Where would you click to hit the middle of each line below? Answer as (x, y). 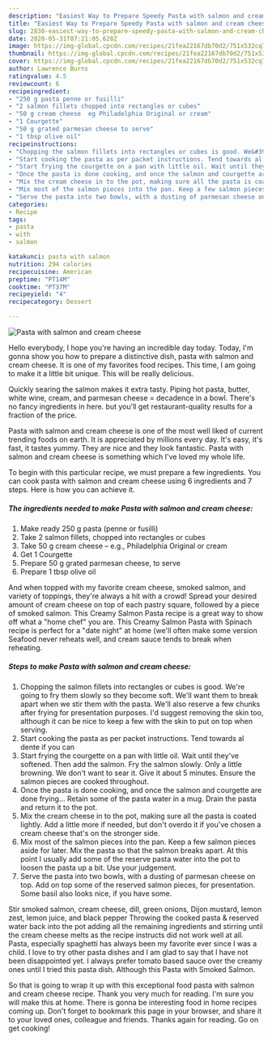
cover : (19, 62)
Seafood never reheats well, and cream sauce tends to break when (120, 639)
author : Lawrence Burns (49, 69)
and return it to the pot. (59, 807)
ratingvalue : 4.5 (38, 76)
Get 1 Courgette (46, 554)
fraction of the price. (42, 415)
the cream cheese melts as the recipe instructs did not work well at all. (126, 935)
